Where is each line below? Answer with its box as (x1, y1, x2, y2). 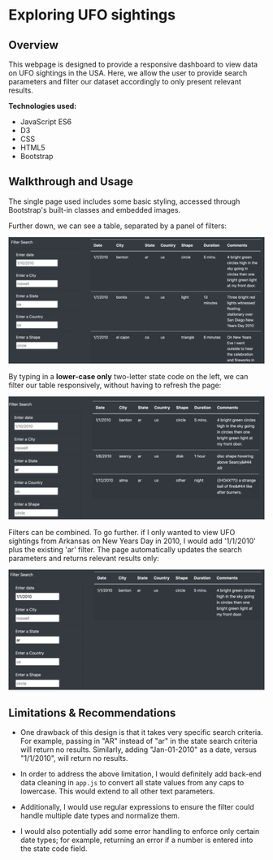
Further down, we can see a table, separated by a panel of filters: (8, 221, 227, 231)
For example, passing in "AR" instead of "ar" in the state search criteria (19, 737, 258, 746)
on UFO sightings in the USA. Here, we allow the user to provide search (8, 68, 248, 78)
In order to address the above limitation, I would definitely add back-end (19, 769, 262, 779)
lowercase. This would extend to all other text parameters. (19, 786, 215, 797)
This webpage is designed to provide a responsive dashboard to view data (8, 59, 258, 69)
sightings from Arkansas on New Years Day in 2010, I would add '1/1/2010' (8, 536, 256, 546)
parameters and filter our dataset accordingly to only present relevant (8, 77, 242, 86)
